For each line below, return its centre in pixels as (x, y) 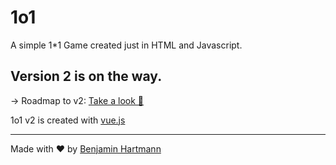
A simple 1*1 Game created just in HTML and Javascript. (126, 45)
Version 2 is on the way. (86, 76)
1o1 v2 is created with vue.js (68, 120)
